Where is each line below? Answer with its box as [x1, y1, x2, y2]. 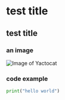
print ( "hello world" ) [6, 88, 60, 94]
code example [6, 74, 48, 83]
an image [6, 46, 34, 54]
